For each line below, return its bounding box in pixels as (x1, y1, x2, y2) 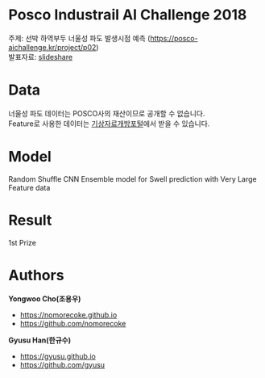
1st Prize (8, 237, 37, 247)
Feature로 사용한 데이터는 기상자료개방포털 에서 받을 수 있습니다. (8, 119, 210, 128)
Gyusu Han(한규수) (8, 335, 72, 345)
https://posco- (150, 33, 199, 43)
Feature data (8, 183, 51, 192)
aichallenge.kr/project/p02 (8, 42, 97, 52)
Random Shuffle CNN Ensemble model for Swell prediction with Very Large (8, 174, 257, 183)
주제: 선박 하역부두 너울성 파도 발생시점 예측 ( (8, 33, 151, 43)
